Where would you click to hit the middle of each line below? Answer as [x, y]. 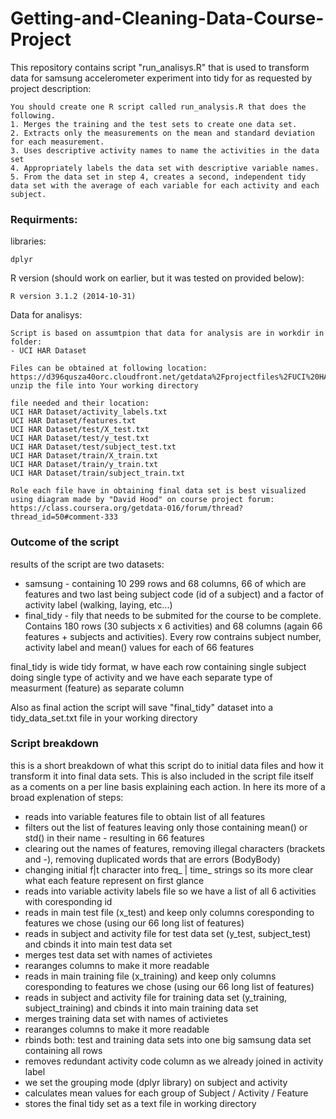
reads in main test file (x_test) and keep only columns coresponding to [169, 912]
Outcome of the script [65, 542]
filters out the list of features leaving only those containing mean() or [166, 827]
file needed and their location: [80, 403]
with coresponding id [68, 901]
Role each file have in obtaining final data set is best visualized [158, 491]
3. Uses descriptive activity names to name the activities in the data [165, 150]
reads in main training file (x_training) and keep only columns [150, 976]
